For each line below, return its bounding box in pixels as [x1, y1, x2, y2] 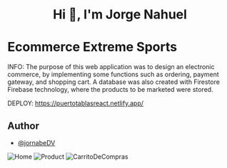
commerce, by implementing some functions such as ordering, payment [7, 70, 219, 79]
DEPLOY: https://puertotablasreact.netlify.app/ [7, 99, 144, 107]
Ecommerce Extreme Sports [7, 39, 177, 56]
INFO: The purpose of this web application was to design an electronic [7, 63, 215, 71]
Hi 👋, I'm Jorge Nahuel [52, 6, 188, 23]
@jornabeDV [17, 138, 56, 147]
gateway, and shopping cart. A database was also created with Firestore [7, 78, 220, 86]
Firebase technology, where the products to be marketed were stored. [7, 85, 213, 94]
